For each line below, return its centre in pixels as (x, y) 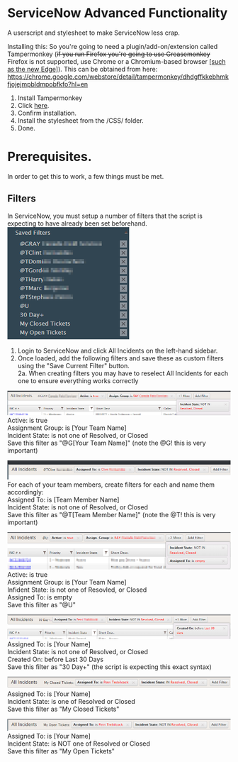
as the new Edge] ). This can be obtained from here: (83, 69)
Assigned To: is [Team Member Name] (63, 500)
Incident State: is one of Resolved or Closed (72, 702)
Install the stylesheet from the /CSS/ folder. (80, 120)
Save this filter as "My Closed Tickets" (63, 709)
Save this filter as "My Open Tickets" (61, 751)
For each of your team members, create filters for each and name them (111, 485)
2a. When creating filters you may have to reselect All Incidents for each (123, 373)
